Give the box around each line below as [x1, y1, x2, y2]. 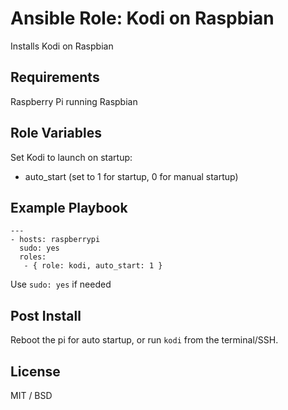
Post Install [10, 307, 82, 324]
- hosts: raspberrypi [10, 235, 101, 245]
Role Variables [10, 125, 102, 142]
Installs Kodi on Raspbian [10, 40, 114, 52]
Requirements [10, 69, 100, 86]
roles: [19, 252, 47, 262]
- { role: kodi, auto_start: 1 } [23, 261, 163, 271]
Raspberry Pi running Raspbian [10, 95, 138, 107]
